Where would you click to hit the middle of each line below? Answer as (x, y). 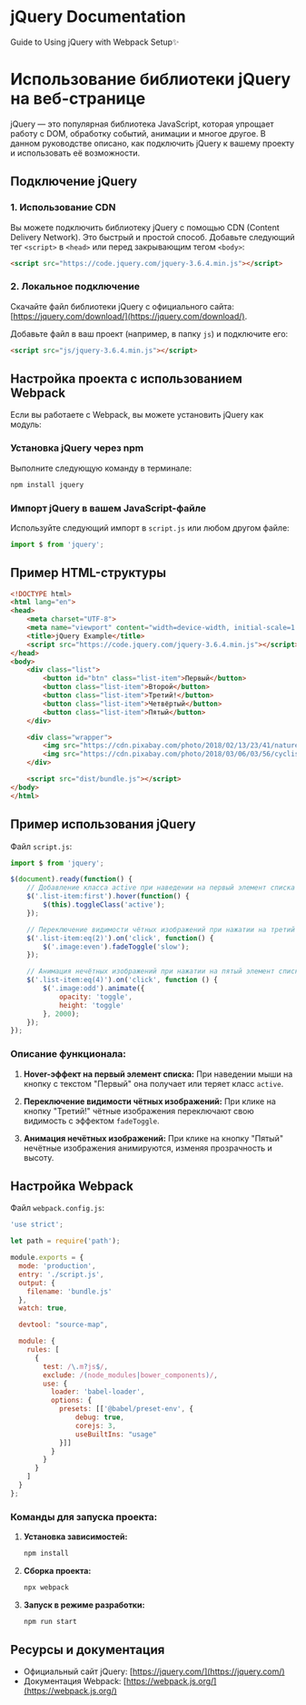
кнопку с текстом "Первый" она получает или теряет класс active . (153, 1083)
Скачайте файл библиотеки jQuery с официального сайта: (123, 306)
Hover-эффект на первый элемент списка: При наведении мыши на (158, 1074)
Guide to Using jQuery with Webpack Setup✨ (95, 42)
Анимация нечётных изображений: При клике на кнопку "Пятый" (153, 1138)
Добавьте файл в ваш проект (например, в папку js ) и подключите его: (149, 333)
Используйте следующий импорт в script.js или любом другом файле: (150, 528)
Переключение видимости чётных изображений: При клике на (149, 1101)
